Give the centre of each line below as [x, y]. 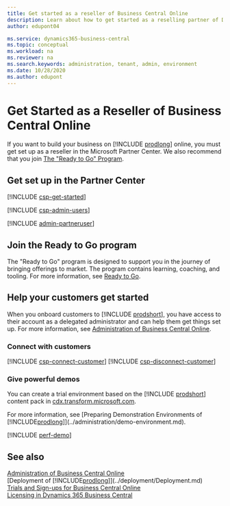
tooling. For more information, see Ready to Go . [74, 276]
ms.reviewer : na [30, 58]
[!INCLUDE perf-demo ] [39, 435]
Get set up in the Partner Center [76, 180]
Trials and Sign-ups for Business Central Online [74, 488]
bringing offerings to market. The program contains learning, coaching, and [114, 269]
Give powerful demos [43, 379]
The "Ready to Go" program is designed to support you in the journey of [109, 262]
